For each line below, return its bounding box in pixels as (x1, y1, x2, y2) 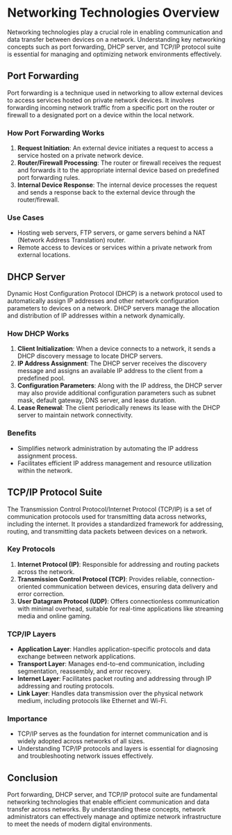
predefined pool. (17, 374, 65, 383)
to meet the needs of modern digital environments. (7, 820, 153, 828)
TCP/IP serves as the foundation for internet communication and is (17, 729, 208, 738)
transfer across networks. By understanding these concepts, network (7, 805, 206, 813)
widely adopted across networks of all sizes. (17, 737, 145, 745)
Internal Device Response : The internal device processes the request (17, 181, 217, 189)
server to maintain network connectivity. (17, 411, 133, 420)
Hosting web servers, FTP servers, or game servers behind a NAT (17, 229, 206, 237)
